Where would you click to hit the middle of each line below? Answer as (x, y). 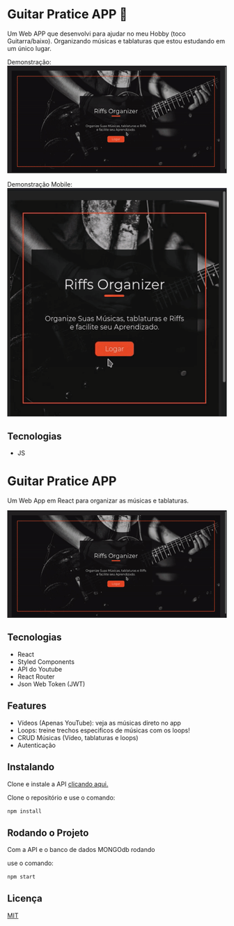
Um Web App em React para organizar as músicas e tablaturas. (98, 500)
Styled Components (46, 661)
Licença (25, 898)
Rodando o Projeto (48, 833)
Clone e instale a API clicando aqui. (58, 784)
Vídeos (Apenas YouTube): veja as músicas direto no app (99, 723)
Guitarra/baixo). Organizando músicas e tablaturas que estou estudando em (116, 41)
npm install (24, 811)
